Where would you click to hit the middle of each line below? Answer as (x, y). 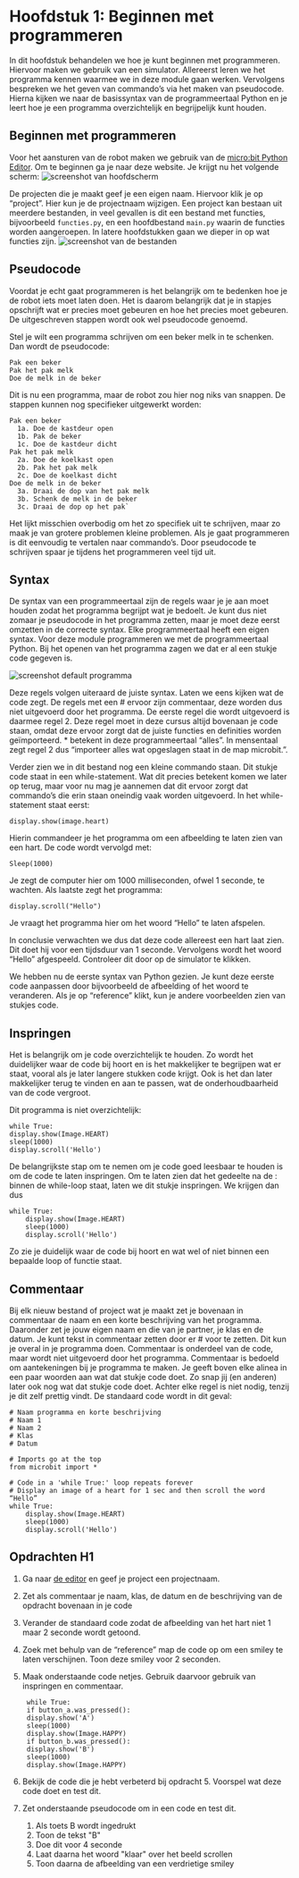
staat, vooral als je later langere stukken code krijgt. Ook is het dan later (141, 1074)
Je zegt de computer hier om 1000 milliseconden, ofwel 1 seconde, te (137, 880)
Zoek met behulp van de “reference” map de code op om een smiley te (153, 1649)
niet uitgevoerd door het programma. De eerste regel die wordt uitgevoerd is (149, 712)
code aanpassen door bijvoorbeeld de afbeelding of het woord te (129, 986)
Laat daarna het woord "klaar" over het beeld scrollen (134, 1854)
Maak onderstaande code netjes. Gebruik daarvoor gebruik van (139, 1676)
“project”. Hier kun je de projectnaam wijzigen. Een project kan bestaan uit (146, 203)
